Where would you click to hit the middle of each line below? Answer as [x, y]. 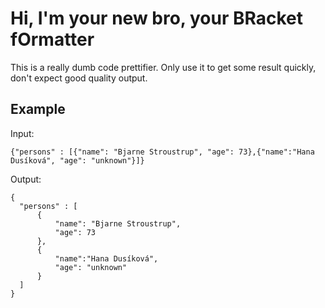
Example [38, 109]
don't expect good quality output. [79, 78]
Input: [22, 133]
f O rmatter [52, 39]
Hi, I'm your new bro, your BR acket [157, 18]
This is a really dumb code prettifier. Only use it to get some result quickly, [163, 67]
